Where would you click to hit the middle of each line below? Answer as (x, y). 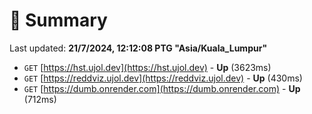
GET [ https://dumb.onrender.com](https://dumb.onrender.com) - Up (162, 88)
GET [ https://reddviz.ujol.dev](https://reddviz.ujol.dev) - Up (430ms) (163, 78)
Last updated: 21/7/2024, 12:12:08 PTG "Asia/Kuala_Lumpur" (138, 48)
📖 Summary (58, 20)
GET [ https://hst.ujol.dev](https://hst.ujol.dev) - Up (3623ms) (147, 67)
